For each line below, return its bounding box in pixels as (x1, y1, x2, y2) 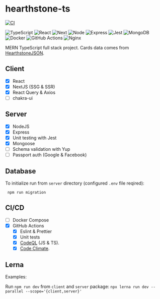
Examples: (5, 274, 27, 280)
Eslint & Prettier (20, 228, 52, 234)
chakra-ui (12, 95, 33, 101)
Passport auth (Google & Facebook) (12, 152, 87, 158)
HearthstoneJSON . (5, 50, 44, 56)
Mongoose (12, 141, 35, 146)
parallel (5, 289, 24, 294)
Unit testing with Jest (12, 135, 57, 141)
